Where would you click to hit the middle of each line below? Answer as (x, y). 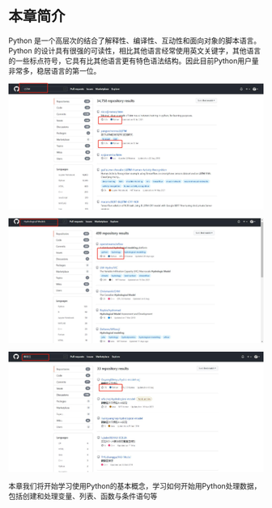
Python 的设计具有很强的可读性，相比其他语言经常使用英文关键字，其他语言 (135, 50)
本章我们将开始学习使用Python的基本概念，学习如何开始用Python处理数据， (135, 486)
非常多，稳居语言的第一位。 (55, 70)
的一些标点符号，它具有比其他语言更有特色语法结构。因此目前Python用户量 (134, 61)
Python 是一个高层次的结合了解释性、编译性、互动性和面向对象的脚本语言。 (135, 40)
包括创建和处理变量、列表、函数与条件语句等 (83, 496)
